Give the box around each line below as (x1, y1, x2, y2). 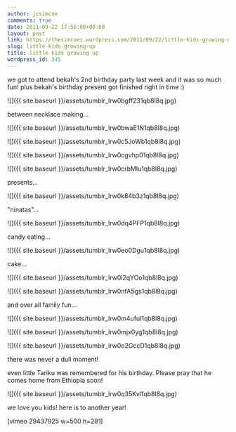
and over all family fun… (7, 300, 77, 309)
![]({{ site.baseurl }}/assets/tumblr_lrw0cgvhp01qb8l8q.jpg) (7, 150, 179, 159)
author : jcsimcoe (7, 10, 58, 18)
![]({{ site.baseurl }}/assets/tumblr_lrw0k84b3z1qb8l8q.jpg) (7, 191, 179, 200)
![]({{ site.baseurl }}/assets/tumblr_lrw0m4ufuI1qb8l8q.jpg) (7, 314, 178, 322)
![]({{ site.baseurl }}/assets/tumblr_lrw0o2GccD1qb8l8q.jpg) (7, 341, 181, 350)
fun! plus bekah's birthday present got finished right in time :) (7, 82, 185, 91)
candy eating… (7, 233, 51, 241)
